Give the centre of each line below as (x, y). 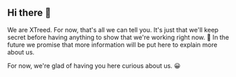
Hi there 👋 (29, 13)
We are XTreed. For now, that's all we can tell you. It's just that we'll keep (113, 29)
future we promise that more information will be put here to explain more (112, 44)
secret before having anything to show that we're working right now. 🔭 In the (118, 37)
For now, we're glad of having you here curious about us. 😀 (94, 65)
